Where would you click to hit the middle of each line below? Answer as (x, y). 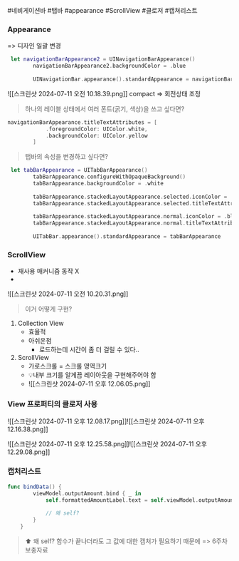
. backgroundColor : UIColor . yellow (96, 135)
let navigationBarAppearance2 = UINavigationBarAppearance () (103, 59)
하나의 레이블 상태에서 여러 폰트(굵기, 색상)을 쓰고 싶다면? (105, 108)
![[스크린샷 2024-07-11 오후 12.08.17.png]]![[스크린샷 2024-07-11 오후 (106, 421)
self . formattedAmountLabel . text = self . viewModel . (122, 500)
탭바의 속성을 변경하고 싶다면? (67, 157)
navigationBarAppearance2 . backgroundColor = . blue (110, 66)
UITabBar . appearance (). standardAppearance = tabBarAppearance (127, 237)
